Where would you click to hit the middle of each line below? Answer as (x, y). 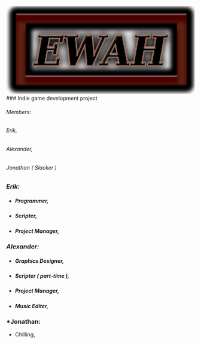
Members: (19, 112)
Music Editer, (32, 306)
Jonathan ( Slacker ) (31, 167)
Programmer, (32, 201)
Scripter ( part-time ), (42, 276)
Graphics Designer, (39, 261)
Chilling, (25, 334)
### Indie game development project (52, 99)
